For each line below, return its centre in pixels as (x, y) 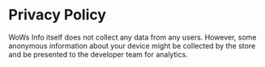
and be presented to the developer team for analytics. (98, 54)
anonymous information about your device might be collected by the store (132, 45)
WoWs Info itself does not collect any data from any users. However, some (132, 37)
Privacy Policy (58, 15)
